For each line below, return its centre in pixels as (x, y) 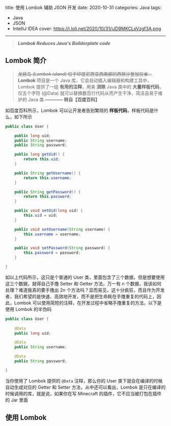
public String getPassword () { (48, 192)
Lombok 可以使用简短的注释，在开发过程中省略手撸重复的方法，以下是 (88, 303)
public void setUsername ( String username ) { (62, 229)
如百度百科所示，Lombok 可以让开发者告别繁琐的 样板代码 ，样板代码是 (80, 110)
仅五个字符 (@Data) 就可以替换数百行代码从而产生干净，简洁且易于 (88, 93)
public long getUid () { (40, 154)
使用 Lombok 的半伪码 (28, 309)
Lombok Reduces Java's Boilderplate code (64, 43)
